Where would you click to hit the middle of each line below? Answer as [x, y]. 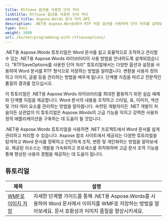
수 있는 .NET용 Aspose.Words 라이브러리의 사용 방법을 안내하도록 [70, 58]
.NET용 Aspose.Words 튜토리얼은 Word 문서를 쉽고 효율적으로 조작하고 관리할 [82, 52]
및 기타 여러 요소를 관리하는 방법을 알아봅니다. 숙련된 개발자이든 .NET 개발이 [79, 106]
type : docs [16, 28]
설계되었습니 [147, 58]
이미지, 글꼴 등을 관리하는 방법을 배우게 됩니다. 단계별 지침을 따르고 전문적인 [88, 77]
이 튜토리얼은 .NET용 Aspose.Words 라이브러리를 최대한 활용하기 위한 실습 [78, 94]
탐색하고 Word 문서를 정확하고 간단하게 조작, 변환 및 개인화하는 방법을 [73, 142]
